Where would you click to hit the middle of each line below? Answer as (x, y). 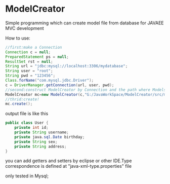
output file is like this (27, 114)
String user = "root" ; (29, 71)
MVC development (25, 28)
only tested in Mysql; (27, 176)
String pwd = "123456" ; (30, 76)
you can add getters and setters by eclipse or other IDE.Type (69, 161)
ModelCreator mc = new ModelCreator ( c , (45, 94)
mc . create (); (19, 104)
